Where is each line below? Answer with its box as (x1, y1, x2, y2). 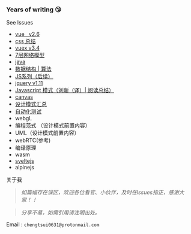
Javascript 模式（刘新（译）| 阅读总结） (14, 87, 114, 94)
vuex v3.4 (14, 44, 40, 51)
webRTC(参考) (14, 137, 51, 144)
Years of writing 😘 (6, 5, 62, 14)
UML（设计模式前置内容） (14, 129, 80, 136)
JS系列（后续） (14, 73, 53, 80)
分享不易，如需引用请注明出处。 (20, 209, 100, 216)
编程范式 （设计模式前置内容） (14, 122, 91, 129)
